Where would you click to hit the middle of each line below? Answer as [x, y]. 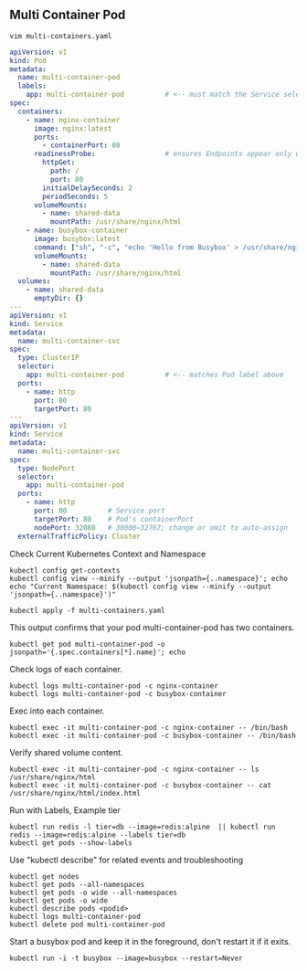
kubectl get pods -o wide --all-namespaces [94, 893]
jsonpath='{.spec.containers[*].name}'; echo [97, 652]
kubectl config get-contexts [65, 570]
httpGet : [59, 163]
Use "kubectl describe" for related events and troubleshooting [127, 860]
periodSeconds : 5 [75, 196]
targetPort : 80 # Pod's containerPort [114, 519]
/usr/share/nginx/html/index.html [75, 793]
